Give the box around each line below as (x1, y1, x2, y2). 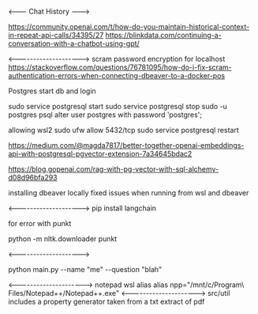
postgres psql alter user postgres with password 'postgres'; (8, 110, 203, 119)
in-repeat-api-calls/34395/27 (8, 31, 104, 40)
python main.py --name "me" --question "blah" (8, 265, 163, 274)
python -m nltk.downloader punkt (8, 234, 118, 244)
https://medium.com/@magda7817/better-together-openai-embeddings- (8, 141, 245, 149)
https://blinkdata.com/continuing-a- (105, 31, 222, 40)
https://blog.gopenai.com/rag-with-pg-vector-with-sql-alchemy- (8, 165, 219, 173)
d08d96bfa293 (8, 173, 58, 182)
